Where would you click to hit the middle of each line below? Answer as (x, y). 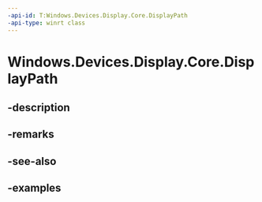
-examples (34, 188)
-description (39, 108)
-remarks (31, 135)
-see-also (32, 161)
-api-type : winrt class (47, 23)
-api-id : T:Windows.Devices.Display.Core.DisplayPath (98, 15)
